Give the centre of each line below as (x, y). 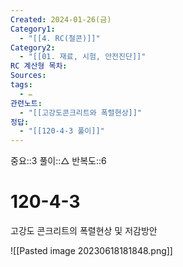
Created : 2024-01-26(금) (61, 19)
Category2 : (33, 47)
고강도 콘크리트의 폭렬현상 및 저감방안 (84, 231)
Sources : (28, 76)
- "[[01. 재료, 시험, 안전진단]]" (83, 57)
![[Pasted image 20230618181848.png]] (91, 251)
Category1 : (33, 29)
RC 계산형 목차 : (39, 66)
